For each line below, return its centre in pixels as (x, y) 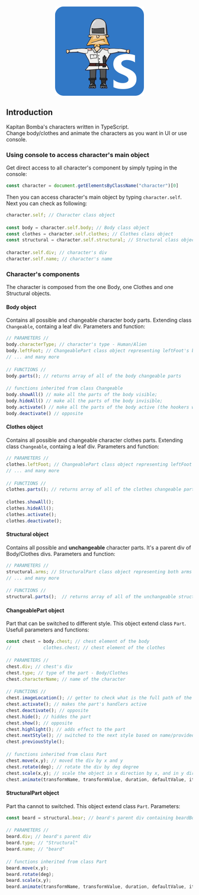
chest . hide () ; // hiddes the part (49, 717)
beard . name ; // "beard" (36, 849)
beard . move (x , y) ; (28, 868)
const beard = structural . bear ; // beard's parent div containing (90, 818)
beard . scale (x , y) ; (29, 881)
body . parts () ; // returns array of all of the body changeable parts (94, 376)
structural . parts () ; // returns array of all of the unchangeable (91, 597)
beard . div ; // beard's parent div (49, 837)
